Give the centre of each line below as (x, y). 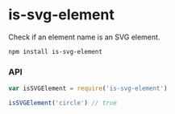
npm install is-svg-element (56, 51)
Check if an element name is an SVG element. (84, 37)
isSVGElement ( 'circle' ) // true (62, 103)
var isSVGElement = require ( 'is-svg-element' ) (88, 89)
